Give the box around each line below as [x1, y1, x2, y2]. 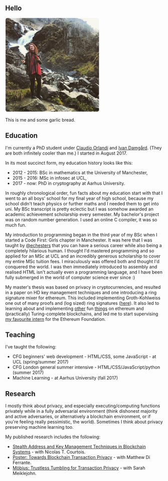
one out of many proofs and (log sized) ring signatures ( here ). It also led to [5, 300, 159, 306]
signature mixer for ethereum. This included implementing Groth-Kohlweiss [5, 295, 160, 301]
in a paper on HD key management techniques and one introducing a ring [5, 289, 157, 295]
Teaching [5, 331, 35, 339]
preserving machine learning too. [5, 424, 74, 430]
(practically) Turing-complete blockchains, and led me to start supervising [5, 311, 158, 317]
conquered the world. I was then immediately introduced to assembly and [5, 264, 157, 270]
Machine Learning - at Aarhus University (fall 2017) [12, 375, 118, 381]
